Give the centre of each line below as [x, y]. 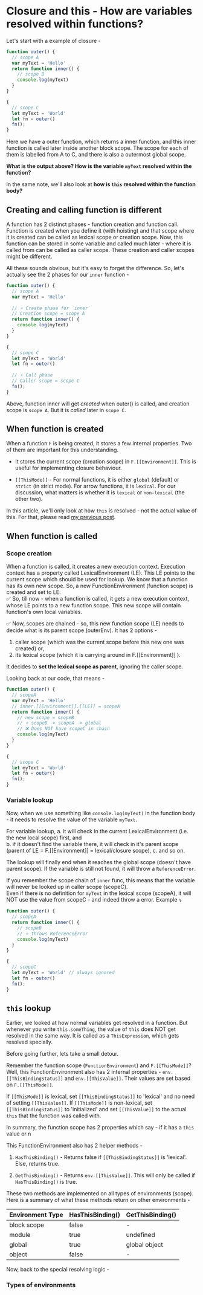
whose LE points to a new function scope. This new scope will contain [94, 606]
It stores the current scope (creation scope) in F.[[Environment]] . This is [105, 462]
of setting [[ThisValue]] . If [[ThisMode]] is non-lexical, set [79, 1103]
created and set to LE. [34, 592]
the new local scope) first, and [44, 838]
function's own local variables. [44, 612]
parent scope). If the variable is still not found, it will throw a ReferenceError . [101, 869]
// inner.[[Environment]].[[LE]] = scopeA [66, 706]
